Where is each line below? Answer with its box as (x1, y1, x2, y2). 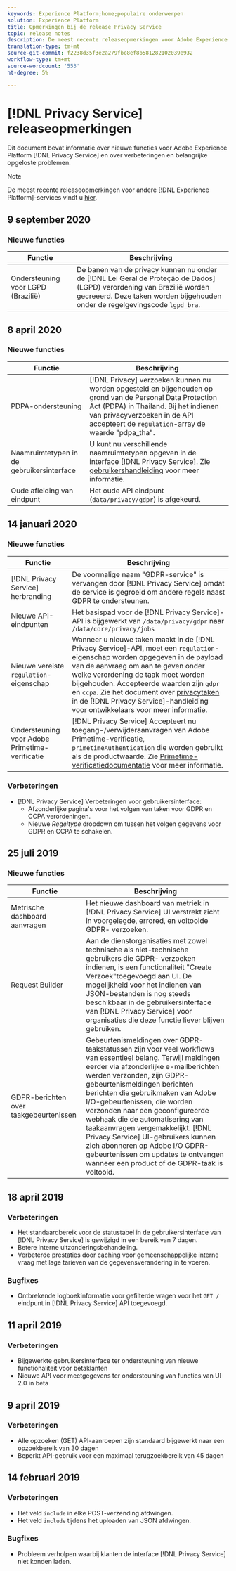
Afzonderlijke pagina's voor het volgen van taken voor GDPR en (27, 804, 213, 813)
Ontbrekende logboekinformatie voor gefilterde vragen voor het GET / (17, 1291, 220, 1300)
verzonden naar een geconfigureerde (85, 1106, 209, 1116)
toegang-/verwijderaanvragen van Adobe (72, 725, 210, 735)
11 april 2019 (7, 1319, 62, 1331)
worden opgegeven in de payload (112, 652, 223, 661)
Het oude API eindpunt (89, 486, 164, 496)
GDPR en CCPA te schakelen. (27, 827, 113, 835)
